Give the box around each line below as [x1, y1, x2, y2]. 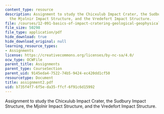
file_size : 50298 [5, 25, 41, 30]
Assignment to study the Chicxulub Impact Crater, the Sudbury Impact [5, 98, 146, 104]
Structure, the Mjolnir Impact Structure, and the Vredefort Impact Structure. [5, 103, 157, 109]
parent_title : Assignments [5, 62, 60, 67]
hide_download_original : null [5, 39, 67, 44]
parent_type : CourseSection [5, 67, 62, 71]
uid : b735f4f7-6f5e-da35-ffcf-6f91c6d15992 [5, 84, 95, 90]
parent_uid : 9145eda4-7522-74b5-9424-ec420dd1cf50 [5, 71, 110, 76]
